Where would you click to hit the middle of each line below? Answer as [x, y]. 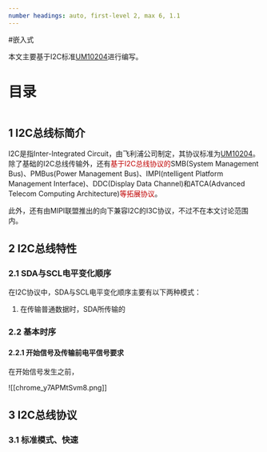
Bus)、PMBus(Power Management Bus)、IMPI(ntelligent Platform [116, 174]
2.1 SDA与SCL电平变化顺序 [60, 273]
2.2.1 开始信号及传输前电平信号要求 [66, 352]
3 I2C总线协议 [43, 415]
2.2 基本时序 [32, 331]
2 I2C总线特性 [43, 248]
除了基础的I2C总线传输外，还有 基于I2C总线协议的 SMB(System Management [133, 164]
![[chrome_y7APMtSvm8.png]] [58, 388]
